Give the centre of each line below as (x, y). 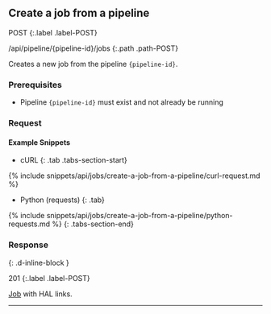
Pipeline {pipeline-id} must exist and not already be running (122, 102)
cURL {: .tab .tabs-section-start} (73, 160)
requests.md (29, 224)
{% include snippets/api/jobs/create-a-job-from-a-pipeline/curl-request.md (134, 176)
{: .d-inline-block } (39, 262)
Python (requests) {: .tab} (62, 200)
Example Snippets (40, 142)
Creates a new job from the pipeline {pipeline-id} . (93, 64)
